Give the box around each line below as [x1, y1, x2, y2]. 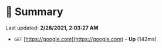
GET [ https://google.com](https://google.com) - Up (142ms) [14, 35, 157, 42]
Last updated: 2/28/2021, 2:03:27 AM [5, 24, 99, 31]
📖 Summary [5, 5, 63, 19]
